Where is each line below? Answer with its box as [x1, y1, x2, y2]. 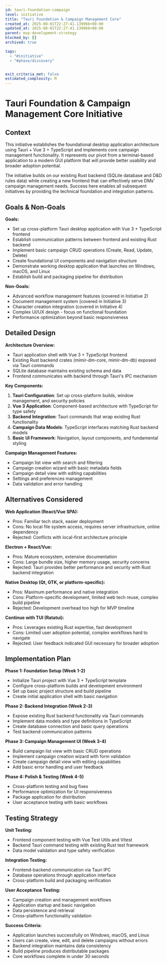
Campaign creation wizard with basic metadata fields [12, 464, 122, 470]
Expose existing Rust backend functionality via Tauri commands [12, 713, 144, 719]
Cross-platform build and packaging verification [12, 877, 111, 883]
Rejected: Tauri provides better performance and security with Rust [12, 564, 151, 570]
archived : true [5, 40, 37, 45]
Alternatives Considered [5, 495, 83, 504]
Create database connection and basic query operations [12, 723, 129, 729]
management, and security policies [12, 397, 85, 403]
